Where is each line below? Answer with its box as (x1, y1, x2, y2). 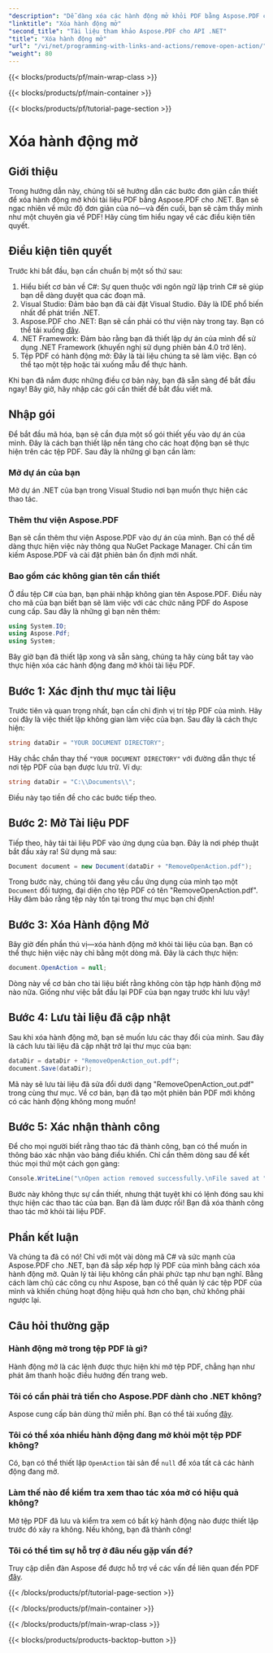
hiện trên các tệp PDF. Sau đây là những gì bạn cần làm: (8, 446, 197, 456)
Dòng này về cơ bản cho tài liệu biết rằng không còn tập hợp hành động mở (8, 979, 262, 989)
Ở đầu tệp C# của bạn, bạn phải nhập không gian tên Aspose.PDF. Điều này (8, 589, 262, 598)
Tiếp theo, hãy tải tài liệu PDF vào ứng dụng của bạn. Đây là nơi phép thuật (8, 838, 259, 848)
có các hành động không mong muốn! (8, 1096, 136, 1106)
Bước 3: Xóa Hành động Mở (8, 918, 149, 932)
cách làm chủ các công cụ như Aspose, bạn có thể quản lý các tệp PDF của (8, 1278, 262, 1287)
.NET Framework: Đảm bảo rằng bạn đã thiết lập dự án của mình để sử (19, 333, 256, 343)
